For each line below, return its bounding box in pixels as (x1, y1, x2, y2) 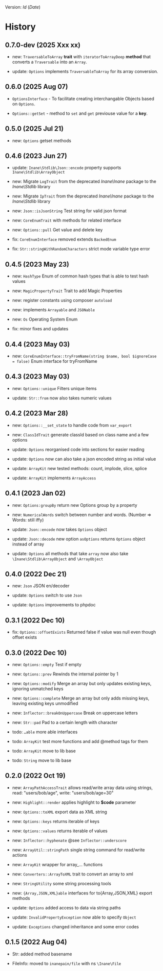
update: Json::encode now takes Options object (12, 526, 107, 532)
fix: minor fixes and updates (12, 326, 68, 332)
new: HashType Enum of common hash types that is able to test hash (12, 273, 149, 279)
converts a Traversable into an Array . (12, 59, 87, 65)
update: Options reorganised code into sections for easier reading (12, 446, 145, 452)
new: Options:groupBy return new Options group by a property (12, 502, 138, 508)
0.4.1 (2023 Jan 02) (5, 489, 66, 498)
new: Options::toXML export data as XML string (12, 809, 107, 815)
